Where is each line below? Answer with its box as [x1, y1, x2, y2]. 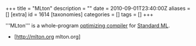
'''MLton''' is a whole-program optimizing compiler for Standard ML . [5, 22, 170, 29]
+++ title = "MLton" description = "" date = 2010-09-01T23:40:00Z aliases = [5, 5, 191, 11]
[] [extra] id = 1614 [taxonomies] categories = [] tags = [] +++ [5, 11, 154, 18]
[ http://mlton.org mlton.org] [13, 33, 81, 40]
